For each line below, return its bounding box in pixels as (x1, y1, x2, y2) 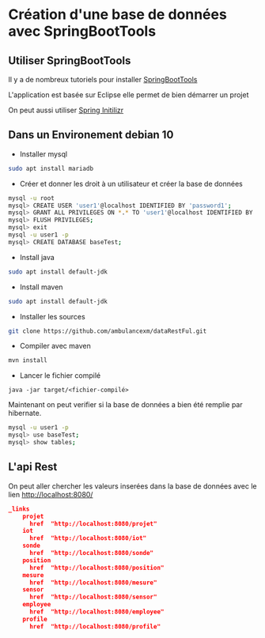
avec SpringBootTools (8, 22, 157, 40)
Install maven (19, 282, 63, 292)
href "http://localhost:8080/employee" (28, 608, 165, 616)
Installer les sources (19, 311, 85, 321)
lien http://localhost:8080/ (8, 489, 93, 499)
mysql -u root (8, 194, 55, 202)
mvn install (8, 357, 47, 364)
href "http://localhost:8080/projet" (28, 519, 157, 527)
